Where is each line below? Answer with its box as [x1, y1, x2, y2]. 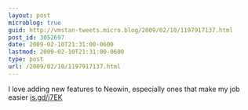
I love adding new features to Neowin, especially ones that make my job [8, 84, 241, 93]
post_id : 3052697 [8, 33, 65, 42]
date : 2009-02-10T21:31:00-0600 [8, 41, 114, 49]
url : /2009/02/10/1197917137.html [8, 63, 122, 71]
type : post [8, 56, 44, 64]
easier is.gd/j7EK [8, 92, 63, 102]
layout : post [8, 11, 51, 20]
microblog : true [8, 19, 61, 27]
